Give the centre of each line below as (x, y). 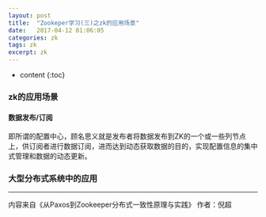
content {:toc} (42, 75)
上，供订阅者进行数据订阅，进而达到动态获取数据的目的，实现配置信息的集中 (133, 147)
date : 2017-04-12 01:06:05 (56, 30)
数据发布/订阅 (30, 117)
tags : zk (23, 45)
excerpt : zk (28, 52)
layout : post (30, 15)
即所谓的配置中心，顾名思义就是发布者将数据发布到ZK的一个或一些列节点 (127, 136)
